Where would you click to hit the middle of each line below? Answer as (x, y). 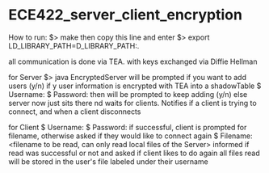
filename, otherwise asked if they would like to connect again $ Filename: (130, 136)
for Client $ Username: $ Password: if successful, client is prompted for (128, 127)
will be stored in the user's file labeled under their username (108, 161)
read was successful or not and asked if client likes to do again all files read (134, 153)
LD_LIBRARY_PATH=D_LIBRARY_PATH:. (74, 45)
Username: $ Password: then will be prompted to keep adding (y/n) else (128, 94)
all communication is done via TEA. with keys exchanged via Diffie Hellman (133, 61)
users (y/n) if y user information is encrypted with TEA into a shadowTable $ (135, 86)
